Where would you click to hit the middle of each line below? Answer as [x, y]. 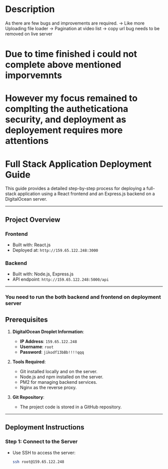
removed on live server [29, 34]
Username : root [37, 347]
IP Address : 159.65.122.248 [48, 341]
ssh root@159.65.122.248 [38, 462]
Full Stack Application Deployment [78, 164]
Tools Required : [29, 362]
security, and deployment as [66, 120]
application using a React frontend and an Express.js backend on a [86, 194]
